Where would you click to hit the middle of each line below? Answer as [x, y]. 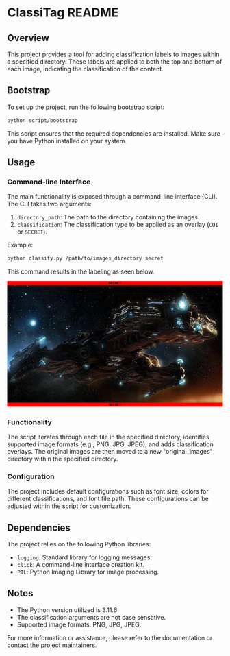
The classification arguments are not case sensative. [91, 617]
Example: [20, 245]
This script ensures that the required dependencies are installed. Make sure [114, 133]
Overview [28, 38]
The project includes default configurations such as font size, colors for [108, 491]
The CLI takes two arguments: [50, 204]
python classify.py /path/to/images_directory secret [86, 258]
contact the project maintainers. [52, 645]
